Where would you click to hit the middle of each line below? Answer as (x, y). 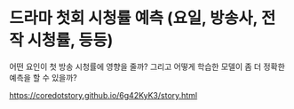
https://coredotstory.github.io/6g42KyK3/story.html (103, 95)
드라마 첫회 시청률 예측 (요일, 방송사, (134, 18)
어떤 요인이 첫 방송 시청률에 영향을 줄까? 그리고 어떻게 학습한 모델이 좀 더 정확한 (147, 66)
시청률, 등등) (70, 40)
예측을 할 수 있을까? (44, 77)
